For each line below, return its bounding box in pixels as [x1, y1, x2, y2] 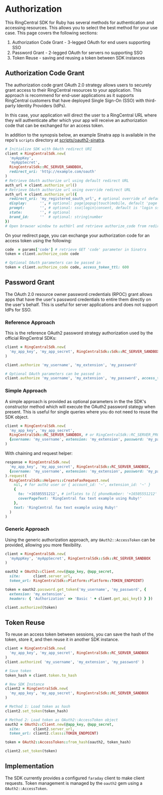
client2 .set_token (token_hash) [5, 708, 68, 714]
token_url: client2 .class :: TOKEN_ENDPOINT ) [9, 731, 98, 736]
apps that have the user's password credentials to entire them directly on [5, 296, 151, 302]
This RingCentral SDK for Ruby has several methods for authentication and [5, 19, 154, 25]
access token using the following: [5, 237, 72, 243]
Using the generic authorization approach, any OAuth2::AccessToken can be [5, 537, 155, 543]
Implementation [5, 762, 54, 771]
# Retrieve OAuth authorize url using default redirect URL [5, 178, 130, 183]
